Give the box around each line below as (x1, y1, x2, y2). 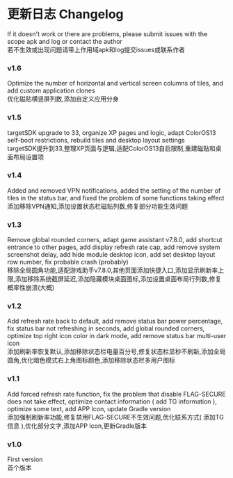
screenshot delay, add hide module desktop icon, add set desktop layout (7, 250, 216, 259)
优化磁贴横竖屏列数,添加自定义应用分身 (7, 95, 120, 103)
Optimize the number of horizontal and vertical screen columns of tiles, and (7, 79, 224, 88)
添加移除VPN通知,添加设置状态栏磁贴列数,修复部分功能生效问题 (7, 202, 188, 210)
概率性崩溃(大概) (7, 283, 55, 292)
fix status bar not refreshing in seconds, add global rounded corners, (7, 324, 205, 333)
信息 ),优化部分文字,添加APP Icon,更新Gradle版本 (7, 422, 147, 430)
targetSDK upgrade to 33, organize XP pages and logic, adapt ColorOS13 (7, 128, 216, 136)
